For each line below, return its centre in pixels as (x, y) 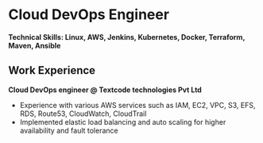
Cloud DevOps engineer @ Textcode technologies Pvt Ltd (105, 90)
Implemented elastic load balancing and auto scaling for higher (123, 122)
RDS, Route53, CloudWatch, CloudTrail (83, 114)
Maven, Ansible (35, 45)
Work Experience (52, 70)
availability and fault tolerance (69, 130)
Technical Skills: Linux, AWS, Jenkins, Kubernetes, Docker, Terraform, (127, 37)
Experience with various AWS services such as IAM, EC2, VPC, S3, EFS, (137, 105)
